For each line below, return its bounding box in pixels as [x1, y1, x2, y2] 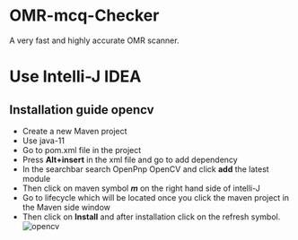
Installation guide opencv [9, 102, 154, 117]
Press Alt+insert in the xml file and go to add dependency [22, 154, 238, 165]
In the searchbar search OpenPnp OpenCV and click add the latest [22, 163, 269, 175]
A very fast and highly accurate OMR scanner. [9, 35, 180, 46]
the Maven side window [22, 201, 110, 212]
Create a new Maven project [22, 125, 127, 136]
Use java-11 [22, 135, 66, 146]
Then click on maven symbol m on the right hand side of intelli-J [22, 183, 260, 193]
